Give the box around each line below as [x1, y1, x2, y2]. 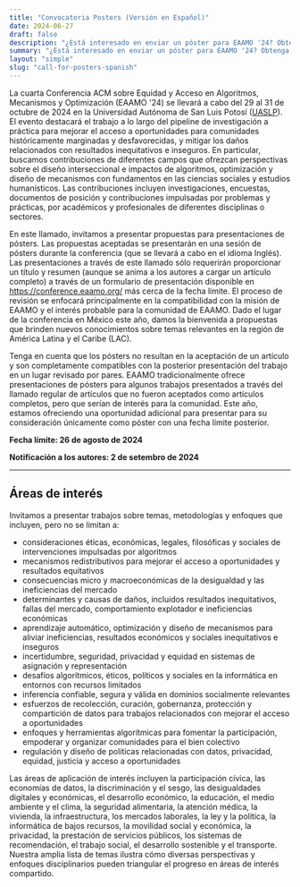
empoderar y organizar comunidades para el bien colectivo [21, 736, 240, 747]
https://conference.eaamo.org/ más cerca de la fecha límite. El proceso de [9, 286, 283, 296]
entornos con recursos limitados [21, 679, 142, 690]
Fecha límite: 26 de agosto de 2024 [9, 434, 143, 445]
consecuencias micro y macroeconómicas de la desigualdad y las [21, 575, 265, 585]
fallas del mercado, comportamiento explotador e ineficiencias [21, 603, 253, 614]
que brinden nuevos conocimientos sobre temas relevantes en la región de [9, 323, 284, 334]
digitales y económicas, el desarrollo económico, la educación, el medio [9, 791, 275, 802]
